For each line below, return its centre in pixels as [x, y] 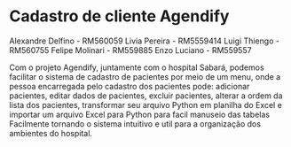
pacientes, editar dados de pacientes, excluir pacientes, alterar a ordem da [146, 96]
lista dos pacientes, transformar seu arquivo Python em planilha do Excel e [145, 104]
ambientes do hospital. [51, 133]
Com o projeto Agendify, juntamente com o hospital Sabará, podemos [137, 67]
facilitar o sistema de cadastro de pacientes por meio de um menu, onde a [145, 76]
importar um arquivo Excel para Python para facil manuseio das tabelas [140, 114]
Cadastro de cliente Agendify [119, 16]
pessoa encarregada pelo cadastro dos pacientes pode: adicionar [130, 86]
